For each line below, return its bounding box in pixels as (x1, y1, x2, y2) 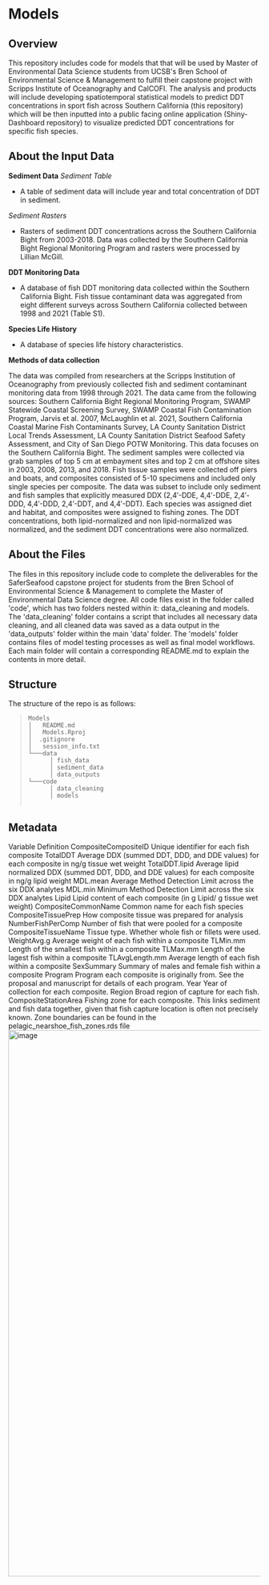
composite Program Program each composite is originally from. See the (8, 970, 244, 980)
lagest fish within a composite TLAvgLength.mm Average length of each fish (8, 953, 260, 962)
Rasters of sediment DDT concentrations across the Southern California (19, 226, 257, 235)
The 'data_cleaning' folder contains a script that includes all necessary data (8, 611, 258, 621)
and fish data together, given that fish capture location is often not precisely (8, 1004, 259, 1014)
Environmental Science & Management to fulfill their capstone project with (8, 76, 253, 84)
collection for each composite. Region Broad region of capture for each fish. (8, 987, 260, 997)
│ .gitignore (27, 736, 75, 744)
